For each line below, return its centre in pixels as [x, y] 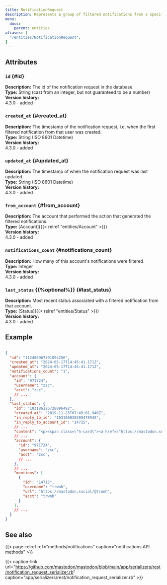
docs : [15, 24]
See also [19, 535]
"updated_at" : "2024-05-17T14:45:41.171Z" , [55, 367]
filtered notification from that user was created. [53, 132]
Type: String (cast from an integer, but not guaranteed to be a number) [78, 92]
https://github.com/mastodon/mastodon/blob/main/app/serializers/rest [88, 567]
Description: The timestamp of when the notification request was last [77, 171]
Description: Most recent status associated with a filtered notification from [82, 300]
